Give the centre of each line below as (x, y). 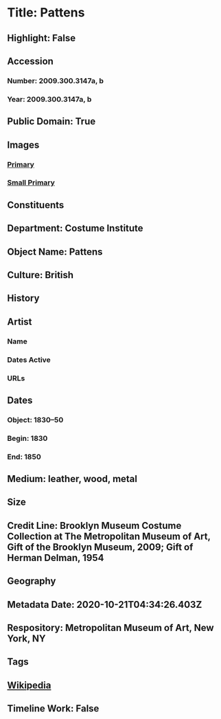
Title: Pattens (46, 13)
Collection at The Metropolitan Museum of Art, (109, 536)
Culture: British (40, 275)
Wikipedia (29, 685)
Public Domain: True (51, 122)
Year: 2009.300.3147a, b (49, 99)
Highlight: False (42, 38)
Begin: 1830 (27, 438)
